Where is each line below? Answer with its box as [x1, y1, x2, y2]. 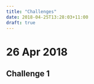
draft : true [6, 20, 35, 25]
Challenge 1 [6, 69, 50, 79]
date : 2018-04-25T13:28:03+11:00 [6, 14, 89, 20]
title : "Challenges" [6, 8, 57, 15]
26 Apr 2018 [6, 45, 68, 59]
